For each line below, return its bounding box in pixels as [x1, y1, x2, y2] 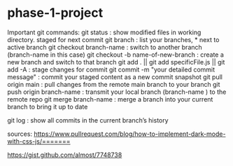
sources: [7, 130, 33, 138]
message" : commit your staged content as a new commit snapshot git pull [7, 72, 223, 81]
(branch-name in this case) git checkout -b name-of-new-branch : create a [7, 50, 224, 59]
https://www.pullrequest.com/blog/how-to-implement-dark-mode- [34, 130, 226, 138]
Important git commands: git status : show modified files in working [7, 28, 202, 36]
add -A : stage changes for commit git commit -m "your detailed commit [7, 65, 216, 74]
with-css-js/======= [7, 137, 71, 145]
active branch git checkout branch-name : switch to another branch [7, 43, 203, 51]
